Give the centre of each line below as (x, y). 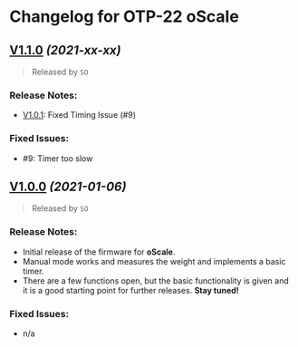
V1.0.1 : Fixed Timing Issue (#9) (79, 115)
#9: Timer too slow (58, 158)
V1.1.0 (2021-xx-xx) (65, 50)
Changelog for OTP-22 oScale (125, 17)
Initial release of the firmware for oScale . (99, 252)
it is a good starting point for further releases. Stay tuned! (131, 290)
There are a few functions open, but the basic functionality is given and (155, 280)
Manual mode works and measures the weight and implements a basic (154, 261)
